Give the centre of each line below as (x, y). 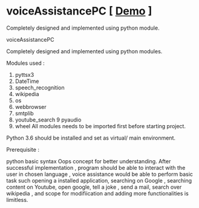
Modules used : (26, 63)
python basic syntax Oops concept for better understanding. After (89, 161)
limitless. (17, 200)
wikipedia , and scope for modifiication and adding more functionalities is (97, 193)
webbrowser (31, 106)
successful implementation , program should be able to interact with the (96, 167)
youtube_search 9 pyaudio (48, 120)
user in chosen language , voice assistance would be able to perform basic (100, 174)
